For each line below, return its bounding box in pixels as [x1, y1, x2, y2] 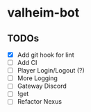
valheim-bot [7, 5, 80, 21]
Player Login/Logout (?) [17, 66, 85, 75]
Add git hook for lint [17, 50, 74, 59]
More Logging [17, 74, 58, 82]
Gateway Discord [17, 82, 67, 91]
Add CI [17, 59, 38, 67]
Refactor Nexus [17, 97, 63, 106]
